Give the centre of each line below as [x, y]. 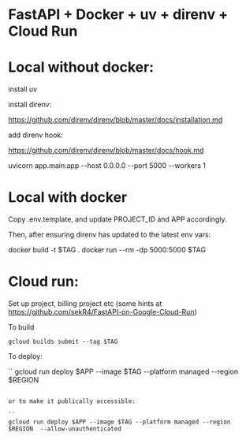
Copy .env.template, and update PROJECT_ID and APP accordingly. [117, 219]
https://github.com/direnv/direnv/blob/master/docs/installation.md [116, 120]
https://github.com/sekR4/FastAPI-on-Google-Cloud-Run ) [102, 312]
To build [21, 327]
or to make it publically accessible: [72, 401]
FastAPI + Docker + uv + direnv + [118, 15]
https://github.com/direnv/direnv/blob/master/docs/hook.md [106, 151]
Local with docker [68, 198]
